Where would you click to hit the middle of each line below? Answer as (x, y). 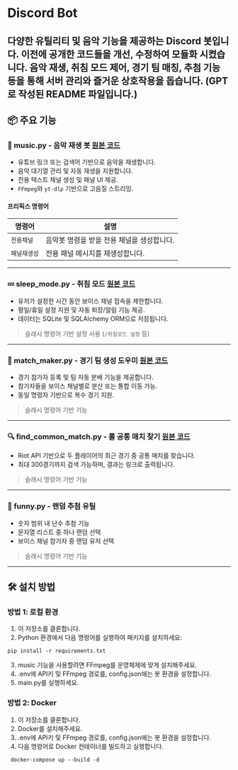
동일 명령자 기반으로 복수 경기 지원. (66, 395)
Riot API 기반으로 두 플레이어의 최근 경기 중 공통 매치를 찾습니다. (107, 455)
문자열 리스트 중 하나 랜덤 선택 (59, 532)
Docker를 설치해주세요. (50, 728)
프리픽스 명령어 (28, 206)
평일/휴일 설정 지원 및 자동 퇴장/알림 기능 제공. (81, 310)
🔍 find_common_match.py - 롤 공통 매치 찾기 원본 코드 (99, 436)
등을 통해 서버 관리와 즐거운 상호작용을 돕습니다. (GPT (118, 80)
